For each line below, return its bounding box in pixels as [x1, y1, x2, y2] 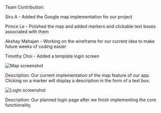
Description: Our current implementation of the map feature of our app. [5, 72, 150, 78]
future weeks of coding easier [5, 44, 67, 49]
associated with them [5, 29, 49, 34]
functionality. [5, 102, 32, 108]
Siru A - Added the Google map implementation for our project [5, 14, 133, 19]
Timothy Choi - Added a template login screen [5, 53, 100, 59]
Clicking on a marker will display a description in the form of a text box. [5, 78, 150, 83]
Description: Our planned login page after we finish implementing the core [5, 97, 157, 103]
